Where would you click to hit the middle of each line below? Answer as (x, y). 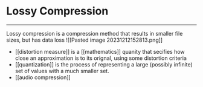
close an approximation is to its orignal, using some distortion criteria (101, 58)
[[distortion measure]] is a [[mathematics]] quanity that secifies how (100, 51)
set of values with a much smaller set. (62, 71)
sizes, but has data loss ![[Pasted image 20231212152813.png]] (85, 40)
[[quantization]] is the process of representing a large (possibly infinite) (104, 64)
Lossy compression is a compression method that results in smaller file (95, 33)
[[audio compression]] (43, 77)
